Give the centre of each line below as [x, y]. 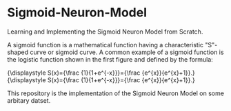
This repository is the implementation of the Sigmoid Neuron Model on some [115, 93]
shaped [18, 52]
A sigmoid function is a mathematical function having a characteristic [106, 45]
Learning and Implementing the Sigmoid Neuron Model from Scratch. [105, 32]
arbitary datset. [29, 100]
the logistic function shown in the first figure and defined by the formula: [110, 59]
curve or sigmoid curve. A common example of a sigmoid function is [127, 52]
